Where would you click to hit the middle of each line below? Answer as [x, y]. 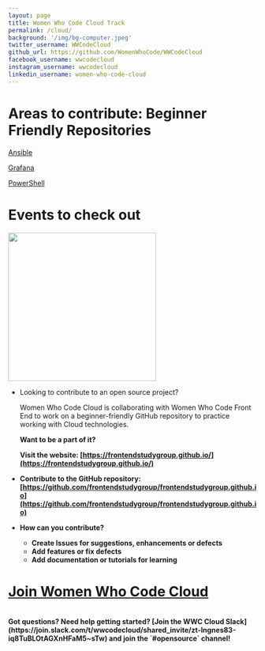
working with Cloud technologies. [74, 424]
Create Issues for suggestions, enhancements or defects [127, 543]
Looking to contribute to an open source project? [99, 392]
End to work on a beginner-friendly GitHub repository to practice [125, 415]
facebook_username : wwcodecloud [61, 60]
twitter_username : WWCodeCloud [60, 45]
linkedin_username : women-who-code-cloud [77, 74]
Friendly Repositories [80, 130]
